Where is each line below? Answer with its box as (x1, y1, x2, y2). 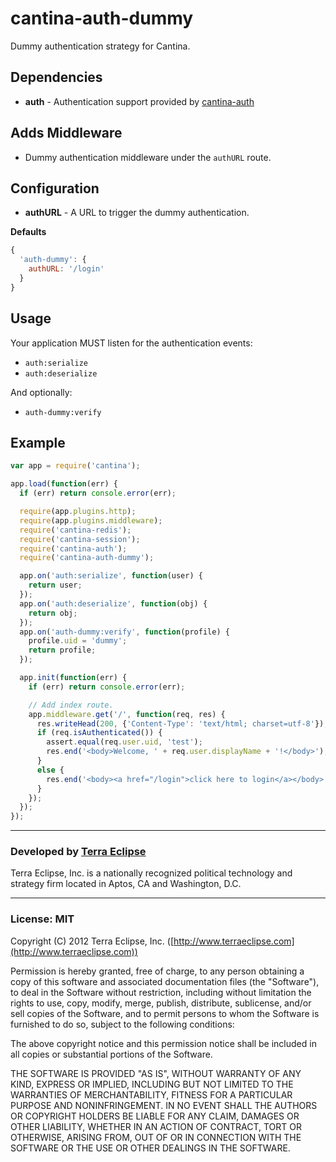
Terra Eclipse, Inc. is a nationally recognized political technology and (10, 867, 293, 879)
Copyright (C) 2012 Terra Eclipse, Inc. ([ (10, 935, 175, 947)
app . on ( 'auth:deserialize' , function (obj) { (19, 598, 208, 609)
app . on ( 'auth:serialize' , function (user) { (19, 571, 203, 581)
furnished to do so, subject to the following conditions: (10, 1018, 235, 1030)
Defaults (10, 226, 47, 238)
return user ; (28, 580, 83, 591)
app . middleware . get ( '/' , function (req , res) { (28, 709, 226, 719)
